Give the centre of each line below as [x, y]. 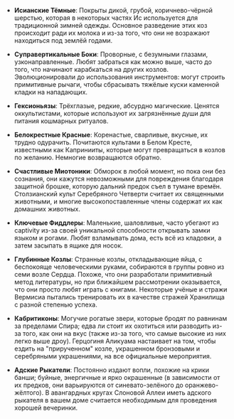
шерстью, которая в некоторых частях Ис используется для [106, 18]
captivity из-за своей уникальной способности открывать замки [112, 230]
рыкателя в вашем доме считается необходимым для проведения [115, 400]
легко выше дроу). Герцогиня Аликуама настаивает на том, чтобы [115, 341]
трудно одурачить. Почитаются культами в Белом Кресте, [103, 142]
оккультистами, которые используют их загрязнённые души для [112, 113]
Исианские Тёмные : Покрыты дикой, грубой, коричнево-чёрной [113, 10]
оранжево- [202, 385]
